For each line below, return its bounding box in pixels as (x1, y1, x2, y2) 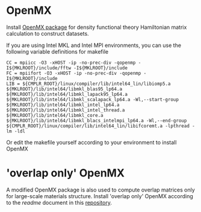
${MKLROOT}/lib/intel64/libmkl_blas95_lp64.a (6, 86, 122, 92)
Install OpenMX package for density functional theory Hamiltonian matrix (6, 23, 187, 31)
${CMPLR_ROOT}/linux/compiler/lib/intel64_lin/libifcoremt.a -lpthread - (6, 123, 196, 129)
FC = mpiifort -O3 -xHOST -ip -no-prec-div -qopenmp (6, 70, 141, 76)
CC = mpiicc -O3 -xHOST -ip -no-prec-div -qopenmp (6, 60, 136, 66)
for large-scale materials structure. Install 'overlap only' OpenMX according (6, 192, 194, 199)
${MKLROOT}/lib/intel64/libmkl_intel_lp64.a (6, 102, 120, 108)
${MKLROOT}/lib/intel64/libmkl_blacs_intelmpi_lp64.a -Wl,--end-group (6, 117, 187, 123)
